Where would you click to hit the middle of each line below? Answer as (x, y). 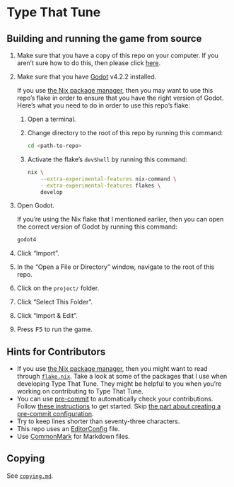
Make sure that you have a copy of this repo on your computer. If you (117, 55)
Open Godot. (35, 205)
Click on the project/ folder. (58, 288)
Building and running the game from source (104, 39)
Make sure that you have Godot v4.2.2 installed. (87, 76)
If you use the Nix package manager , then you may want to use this (115, 90)
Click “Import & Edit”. (47, 316)
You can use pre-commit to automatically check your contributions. (115, 399)
